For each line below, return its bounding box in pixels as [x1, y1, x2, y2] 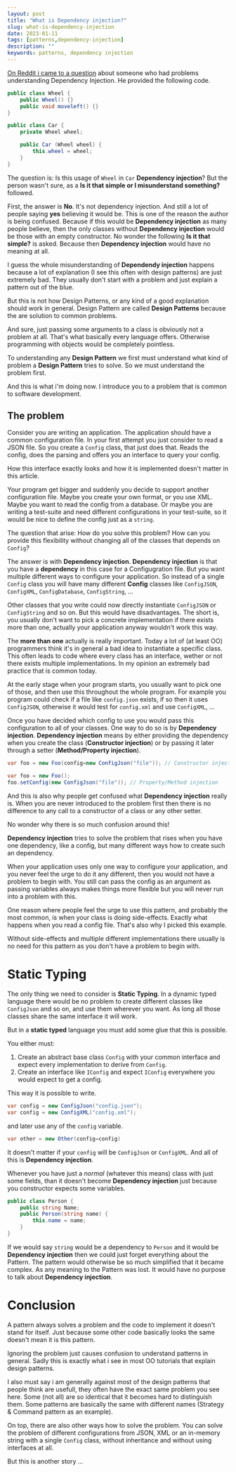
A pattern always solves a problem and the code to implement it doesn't [7, 1320, 216, 1329]
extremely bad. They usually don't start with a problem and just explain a [7, 275, 218, 284]
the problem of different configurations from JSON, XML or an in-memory [7, 1428, 221, 1437]
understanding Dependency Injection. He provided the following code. [7, 76, 211, 84]
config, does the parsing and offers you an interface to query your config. [7, 451, 221, 459]
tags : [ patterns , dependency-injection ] [7, 37, 124, 44]
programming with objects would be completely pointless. [7, 340, 176, 348]
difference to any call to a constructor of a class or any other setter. [7, 807, 202, 815]
